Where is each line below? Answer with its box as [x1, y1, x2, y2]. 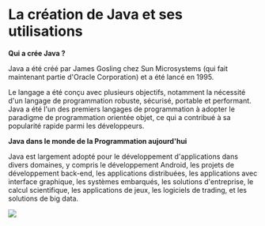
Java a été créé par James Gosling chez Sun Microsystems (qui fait [8, 63, 228, 73]
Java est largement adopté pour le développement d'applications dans [8, 152, 239, 161]
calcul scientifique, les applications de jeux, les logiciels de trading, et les [8, 185, 248, 194]
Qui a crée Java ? [8, 48, 66, 58]
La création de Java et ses [8, 6, 184, 24]
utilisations [8, 22, 83, 40]
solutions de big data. [8, 194, 79, 203]
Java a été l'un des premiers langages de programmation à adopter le [8, 104, 236, 114]
